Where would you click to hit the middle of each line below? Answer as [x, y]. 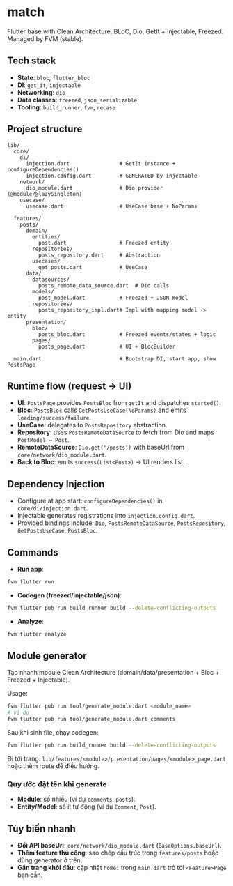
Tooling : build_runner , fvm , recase [66, 107]
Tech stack [32, 61]
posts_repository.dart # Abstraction [99, 255]
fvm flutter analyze [37, 634]
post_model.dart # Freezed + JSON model [113, 298]
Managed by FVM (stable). [45, 38]
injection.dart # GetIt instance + [101, 163]
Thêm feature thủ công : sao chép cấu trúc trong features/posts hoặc [118, 853]
